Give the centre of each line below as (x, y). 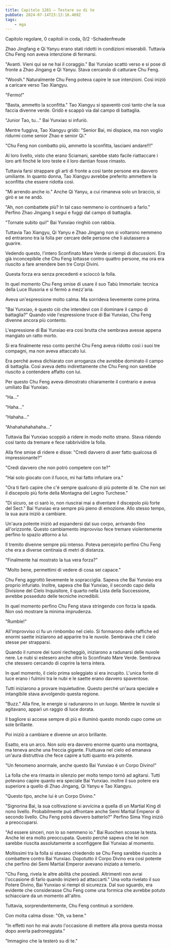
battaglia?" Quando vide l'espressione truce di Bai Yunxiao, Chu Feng (78, 315)
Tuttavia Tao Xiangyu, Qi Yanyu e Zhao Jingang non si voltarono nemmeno (84, 233)
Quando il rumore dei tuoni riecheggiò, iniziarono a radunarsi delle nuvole (82, 652)
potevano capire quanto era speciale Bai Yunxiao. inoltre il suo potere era (82, 781)
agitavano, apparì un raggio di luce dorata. (50, 709)
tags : (11, 19)
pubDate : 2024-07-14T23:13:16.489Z (43, 15)
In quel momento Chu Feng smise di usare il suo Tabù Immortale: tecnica (82, 284)
